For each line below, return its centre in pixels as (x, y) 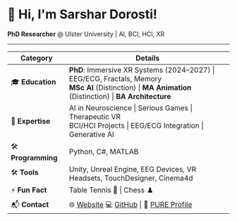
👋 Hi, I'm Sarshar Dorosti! (82, 14)
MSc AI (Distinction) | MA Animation (130, 88)
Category (36, 58)
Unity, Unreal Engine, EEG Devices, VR (133, 169)
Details (148, 58)
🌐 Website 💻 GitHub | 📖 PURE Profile (131, 204)
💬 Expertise (31, 121)
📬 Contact (30, 204)
